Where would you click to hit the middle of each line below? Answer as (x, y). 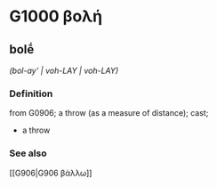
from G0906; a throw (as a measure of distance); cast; (109, 113)
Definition (31, 93)
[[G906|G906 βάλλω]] (51, 173)
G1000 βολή (56, 16)
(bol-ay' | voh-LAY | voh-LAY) (64, 70)
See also (28, 153)
